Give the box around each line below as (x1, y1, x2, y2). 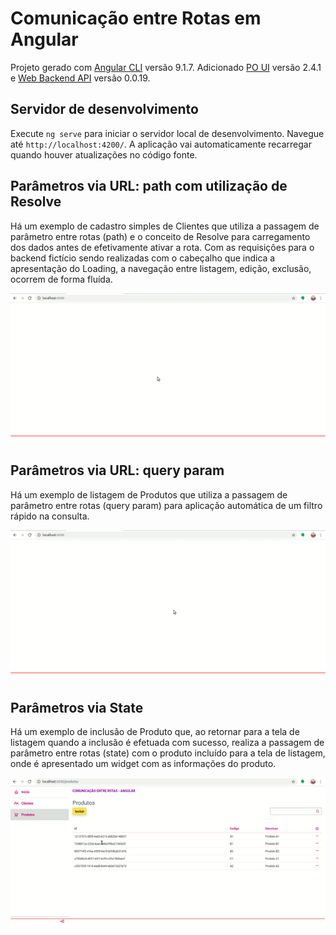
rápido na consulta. (10, 510, 90, 522)
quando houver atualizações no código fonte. (10, 148, 198, 161)
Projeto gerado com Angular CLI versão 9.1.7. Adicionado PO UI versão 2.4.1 (10, 61, 322, 73)
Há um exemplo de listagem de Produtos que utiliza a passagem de (10, 488, 288, 501)
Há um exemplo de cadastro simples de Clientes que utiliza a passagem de (10, 220, 320, 232)
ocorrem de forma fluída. (10, 273, 113, 285)
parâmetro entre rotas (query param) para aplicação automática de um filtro (10, 499, 323, 511)
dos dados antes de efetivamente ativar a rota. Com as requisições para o (10, 241, 315, 253)
